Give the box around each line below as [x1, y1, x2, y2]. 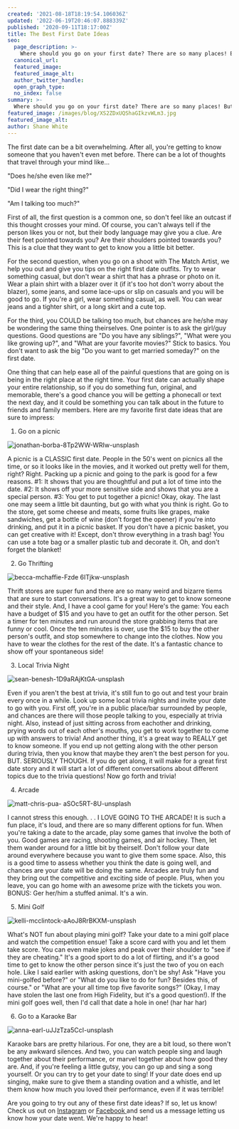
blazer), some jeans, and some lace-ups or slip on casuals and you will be [7, 287, 224, 295]
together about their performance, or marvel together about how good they [7, 1054, 228, 1063]
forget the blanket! [7, 545, 62, 554]
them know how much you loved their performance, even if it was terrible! [7, 1085, 224, 1093]
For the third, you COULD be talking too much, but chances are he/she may [7, 316, 228, 325]
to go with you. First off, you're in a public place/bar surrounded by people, [7, 703, 228, 712]
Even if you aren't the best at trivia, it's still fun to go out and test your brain [7, 688, 228, 697]
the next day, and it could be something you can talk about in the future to [7, 398, 224, 406]
